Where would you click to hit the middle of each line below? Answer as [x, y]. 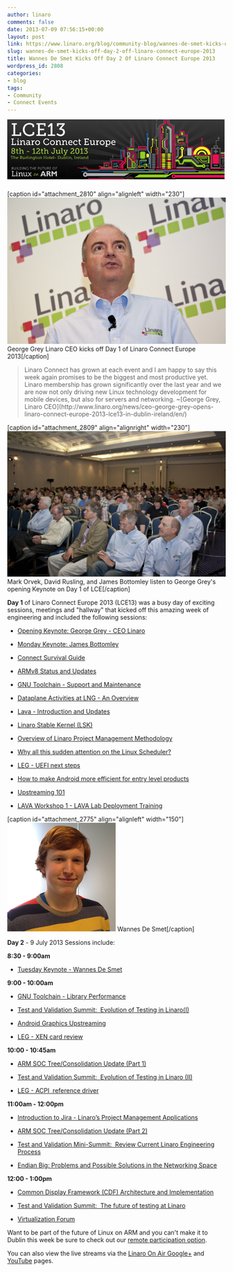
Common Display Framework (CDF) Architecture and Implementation [115, 1192]
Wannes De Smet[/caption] [156, 929]
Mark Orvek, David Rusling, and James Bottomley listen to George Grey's [112, 582]
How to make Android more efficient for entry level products [103, 779]
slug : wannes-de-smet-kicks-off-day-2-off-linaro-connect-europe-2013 [111, 51]
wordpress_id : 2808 [35, 66]
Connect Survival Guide [51, 658]
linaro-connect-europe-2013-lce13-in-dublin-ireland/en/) [105, 414]
